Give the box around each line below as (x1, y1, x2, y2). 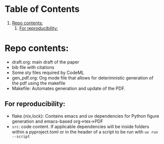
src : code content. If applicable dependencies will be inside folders (11, 123, 150, 130)
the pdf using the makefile (11, 80, 65, 86)
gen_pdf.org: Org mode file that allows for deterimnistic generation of (11, 74, 154, 80)
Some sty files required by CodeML (11, 70, 85, 75)
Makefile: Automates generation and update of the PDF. (11, 85, 126, 91)
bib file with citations (11, 64, 55, 70)
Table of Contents (4, 3, 80, 15)
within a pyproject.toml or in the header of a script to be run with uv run (11, 129, 158, 135)
